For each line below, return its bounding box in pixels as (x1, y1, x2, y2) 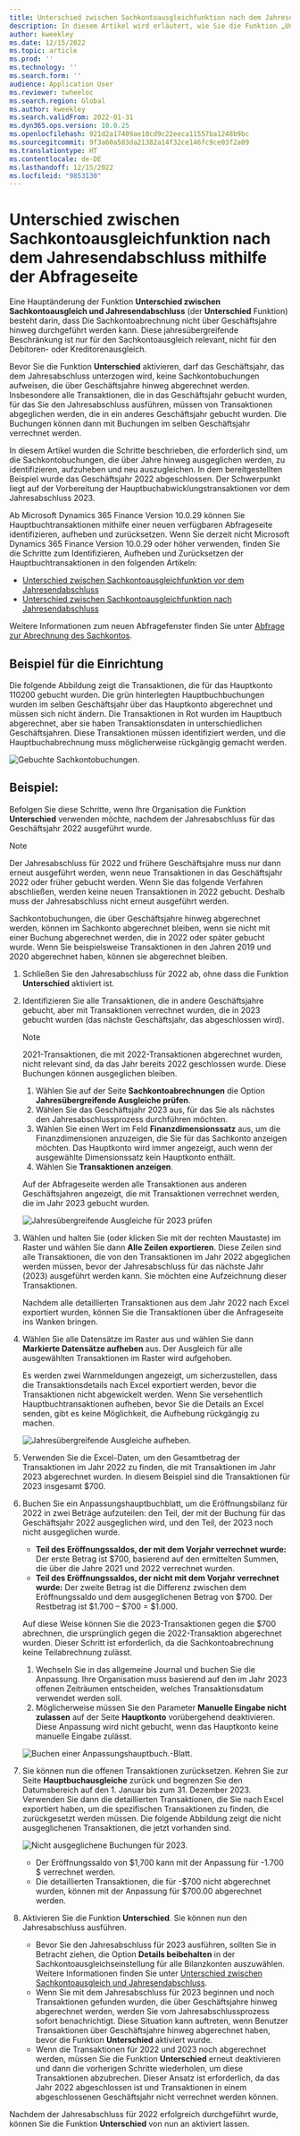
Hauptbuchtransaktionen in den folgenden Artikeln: (9, 557, 198, 568)
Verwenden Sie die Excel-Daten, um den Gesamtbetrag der (21, 1451, 241, 1463)
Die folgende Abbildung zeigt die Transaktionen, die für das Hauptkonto (9, 680, 274, 690)
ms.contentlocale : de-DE (9, 154, 102, 164)
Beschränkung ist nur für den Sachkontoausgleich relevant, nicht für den (9, 335, 277, 345)
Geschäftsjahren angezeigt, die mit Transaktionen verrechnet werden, (21, 1187, 279, 1199)
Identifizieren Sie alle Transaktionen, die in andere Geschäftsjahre (21, 995, 264, 1006)
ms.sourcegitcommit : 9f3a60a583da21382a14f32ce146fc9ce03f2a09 (9, 138, 250, 147)
